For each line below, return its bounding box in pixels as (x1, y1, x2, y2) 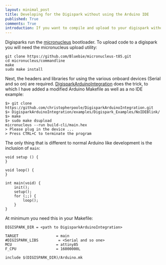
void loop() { (5, 168, 35, 173)
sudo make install (5, 67, 43, 72)
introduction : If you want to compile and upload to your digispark (5, 26, 149, 31)
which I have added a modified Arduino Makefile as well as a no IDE (5, 86, 143, 92)
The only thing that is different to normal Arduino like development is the (5, 140, 152, 146)
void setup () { (5, 155, 39, 160)
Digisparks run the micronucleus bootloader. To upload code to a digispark (5, 39, 158, 45)
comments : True (5, 21, 37, 26)
